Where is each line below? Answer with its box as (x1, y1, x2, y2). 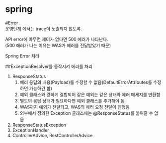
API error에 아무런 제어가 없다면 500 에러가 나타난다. (5, 36, 108, 42)
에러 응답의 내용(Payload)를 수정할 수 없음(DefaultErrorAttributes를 (19, 79, 153, 85)
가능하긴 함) (29, 85, 52, 91)
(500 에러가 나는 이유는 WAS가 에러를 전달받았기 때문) (5, 42, 111, 48)
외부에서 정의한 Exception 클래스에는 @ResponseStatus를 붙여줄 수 (19, 110, 153, 116)
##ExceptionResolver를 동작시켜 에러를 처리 (5, 63, 93, 69)
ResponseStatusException (12, 122, 66, 128)
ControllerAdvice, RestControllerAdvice (12, 132, 93, 138)
